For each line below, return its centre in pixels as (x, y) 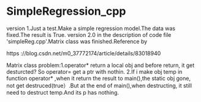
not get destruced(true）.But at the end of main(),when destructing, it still (99, 85)
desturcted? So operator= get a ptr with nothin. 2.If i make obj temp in (94, 71)
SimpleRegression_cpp (66, 11)
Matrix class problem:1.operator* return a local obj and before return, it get (100, 65)
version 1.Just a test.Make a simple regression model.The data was (91, 28)
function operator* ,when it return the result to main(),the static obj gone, (99, 78)
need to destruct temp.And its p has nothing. (63, 92)
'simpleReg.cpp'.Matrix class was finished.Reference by (77, 41)
